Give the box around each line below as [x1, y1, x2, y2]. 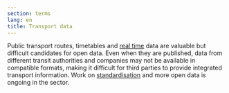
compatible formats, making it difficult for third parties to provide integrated [7, 63, 223, 72]
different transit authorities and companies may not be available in [7, 56, 196, 65]
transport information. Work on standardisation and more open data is [7, 71, 206, 79]
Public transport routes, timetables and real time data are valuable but [7, 42, 206, 50]
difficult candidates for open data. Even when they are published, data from [7, 49, 223, 57]
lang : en [7, 17, 33, 23]
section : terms [7, 10, 51, 17]
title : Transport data [7, 23, 73, 30]
